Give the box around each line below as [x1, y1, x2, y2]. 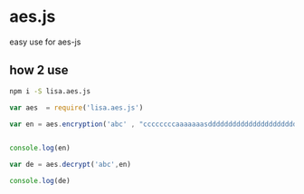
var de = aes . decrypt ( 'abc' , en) [9, 160, 131, 170]
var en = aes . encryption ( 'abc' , [9, 120, 136, 129]
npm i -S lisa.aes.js [9, 86, 91, 96]
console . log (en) [9, 143, 71, 153]
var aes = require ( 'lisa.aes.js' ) [9, 102, 144, 112]
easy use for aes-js [9, 36, 81, 47]
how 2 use [9, 63, 70, 78]
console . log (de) [9, 177, 71, 186]
